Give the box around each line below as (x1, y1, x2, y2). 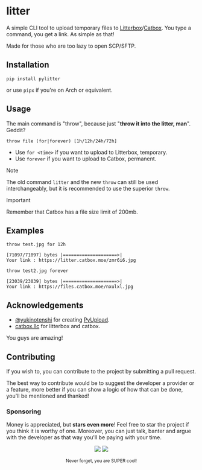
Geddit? (6, 126, 26, 133)
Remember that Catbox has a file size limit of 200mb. (6, 208, 139, 215)
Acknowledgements (6, 300, 84, 310)
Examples (6, 225, 44, 236)
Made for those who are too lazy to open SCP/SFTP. (6, 42, 136, 49)
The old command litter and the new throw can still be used (6, 178, 159, 185)
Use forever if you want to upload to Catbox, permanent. (14, 155, 157, 162)
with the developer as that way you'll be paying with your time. (6, 434, 162, 441)
